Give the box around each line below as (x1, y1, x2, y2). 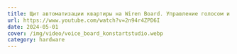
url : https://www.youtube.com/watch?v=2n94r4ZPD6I (7, 17, 160, 24)
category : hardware (7, 36, 65, 43)
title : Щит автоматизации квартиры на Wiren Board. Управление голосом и (7, 10, 231, 18)
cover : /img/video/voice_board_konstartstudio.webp (7, 29, 163, 37)
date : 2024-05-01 (7, 23, 59, 30)
